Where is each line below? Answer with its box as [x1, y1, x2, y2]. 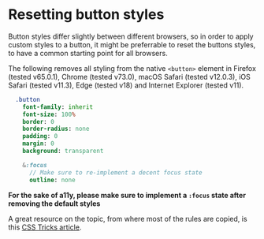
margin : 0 [22, 140, 55, 148]
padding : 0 [22, 133, 58, 140]
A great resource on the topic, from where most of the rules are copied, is [8, 214, 247, 223]
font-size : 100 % [22, 110, 76, 118]
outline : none [28, 176, 76, 184]
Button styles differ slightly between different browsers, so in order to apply [8, 32, 254, 41]
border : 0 [22, 118, 55, 125]
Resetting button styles [8, 6, 165, 24]
